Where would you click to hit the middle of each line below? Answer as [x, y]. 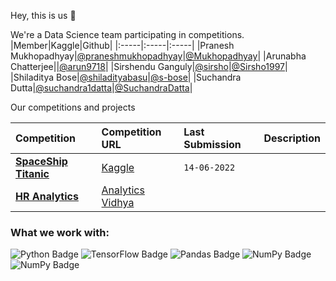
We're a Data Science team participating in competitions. [127, 34]
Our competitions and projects [73, 107]
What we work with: [60, 232]
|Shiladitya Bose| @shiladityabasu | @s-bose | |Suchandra [126, 77]
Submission [212, 144]
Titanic [32, 173]
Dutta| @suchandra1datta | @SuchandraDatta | [101, 88]
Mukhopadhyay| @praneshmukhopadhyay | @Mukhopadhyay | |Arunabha [158, 56]
